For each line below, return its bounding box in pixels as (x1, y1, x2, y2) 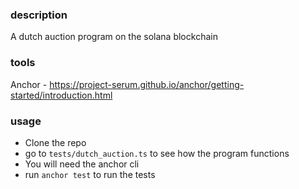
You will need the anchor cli (24, 158, 140, 170)
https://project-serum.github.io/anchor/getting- (49, 78, 245, 90)
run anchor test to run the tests (24, 168, 156, 180)
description (10, 8, 68, 22)
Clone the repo (24, 136, 87, 148)
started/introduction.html (10, 89, 113, 101)
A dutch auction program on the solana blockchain (10, 31, 218, 43)
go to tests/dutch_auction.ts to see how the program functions (24, 147, 290, 159)
